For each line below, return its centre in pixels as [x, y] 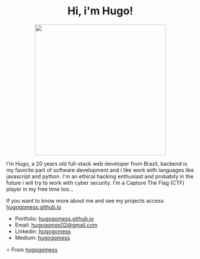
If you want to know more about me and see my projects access [85, 200]
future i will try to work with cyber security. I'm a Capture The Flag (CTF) [96, 182]
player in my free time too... [40, 189]
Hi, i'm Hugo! [100, 11]
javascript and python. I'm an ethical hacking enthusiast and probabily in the [100, 176]
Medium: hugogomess [42, 237]
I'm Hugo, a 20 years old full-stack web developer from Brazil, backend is [97, 163]
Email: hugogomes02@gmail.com [56, 225]
